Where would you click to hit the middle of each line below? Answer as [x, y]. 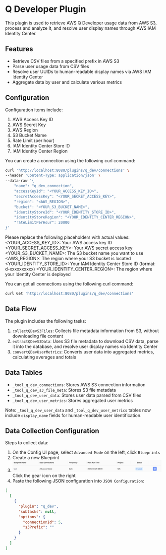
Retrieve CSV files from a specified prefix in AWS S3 [66, 61]
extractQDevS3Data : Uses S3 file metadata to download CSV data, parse [85, 341]
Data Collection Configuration [52, 431]
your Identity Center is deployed [38, 275]
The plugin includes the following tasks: [46, 321]
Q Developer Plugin [46, 9]
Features [19, 49]
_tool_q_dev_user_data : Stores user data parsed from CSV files [77, 395]
